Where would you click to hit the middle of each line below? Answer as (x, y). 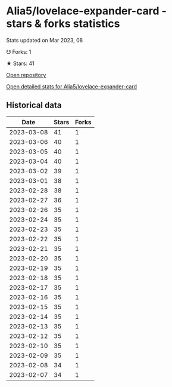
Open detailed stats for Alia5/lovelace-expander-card (71, 86)
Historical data (34, 105)
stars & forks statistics (63, 24)
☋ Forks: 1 (19, 51)
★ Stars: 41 (20, 63)
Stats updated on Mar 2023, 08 (45, 40)
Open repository (26, 75)
